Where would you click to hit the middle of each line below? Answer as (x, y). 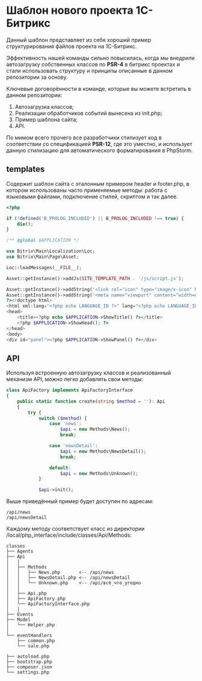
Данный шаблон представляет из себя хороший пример (79, 40)
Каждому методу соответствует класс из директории (75, 529)
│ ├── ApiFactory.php (36, 599)
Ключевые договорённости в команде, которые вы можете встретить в (99, 88)
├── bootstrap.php (29, 662)
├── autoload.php (28, 657)
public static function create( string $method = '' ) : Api (91, 401)
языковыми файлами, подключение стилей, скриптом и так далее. (92, 197)
